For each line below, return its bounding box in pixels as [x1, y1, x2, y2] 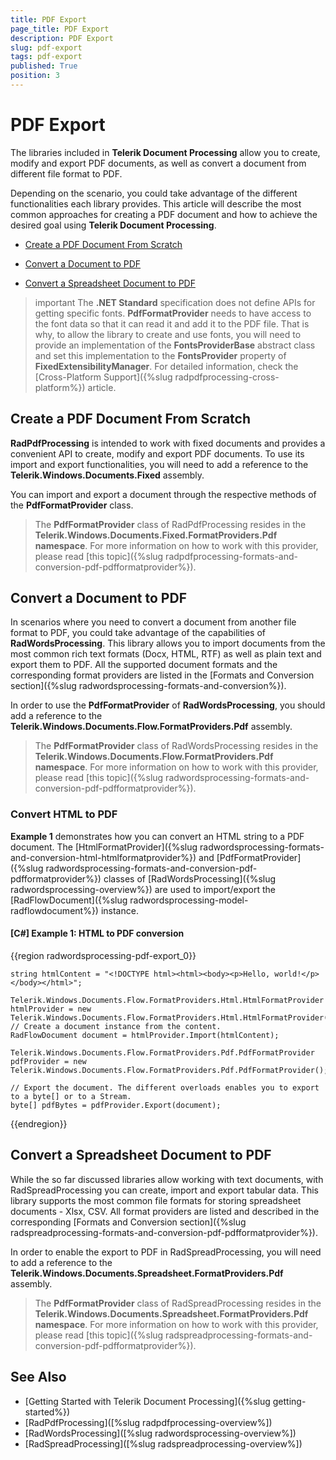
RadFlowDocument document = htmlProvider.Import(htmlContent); [10, 1030, 280, 1040]
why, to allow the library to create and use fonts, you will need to [34, 328, 302, 340]
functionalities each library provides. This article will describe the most [10, 197, 302, 210]
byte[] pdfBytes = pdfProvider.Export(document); [10, 1100, 222, 1110]
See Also [10, 1369, 67, 1386]
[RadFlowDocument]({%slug [10, 894, 128, 906]
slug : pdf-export [10, 42, 83, 53]
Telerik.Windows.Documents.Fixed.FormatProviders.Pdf [34, 529, 278, 541]
